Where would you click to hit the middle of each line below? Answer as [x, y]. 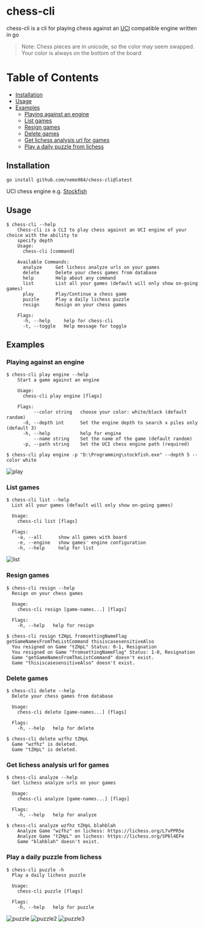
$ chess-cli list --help [38, 500]
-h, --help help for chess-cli [68, 321]
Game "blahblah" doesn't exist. [58, 842]
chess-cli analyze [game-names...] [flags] [74, 799]
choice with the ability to [42, 235]
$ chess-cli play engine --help [47, 375]
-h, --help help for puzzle [56, 907]
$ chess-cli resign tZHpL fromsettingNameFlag [67, 636]
